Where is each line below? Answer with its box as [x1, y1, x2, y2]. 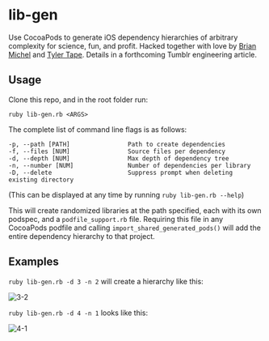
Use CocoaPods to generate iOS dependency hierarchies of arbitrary [8, 32, 238, 42]
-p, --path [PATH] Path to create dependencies [8, 140, 226, 148]
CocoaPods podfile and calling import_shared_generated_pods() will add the [8, 223, 261, 232]
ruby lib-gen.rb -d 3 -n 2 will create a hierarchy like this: [8, 276, 204, 286]
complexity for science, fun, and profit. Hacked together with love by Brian [8, 40, 257, 50]
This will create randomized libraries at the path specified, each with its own [8, 205, 262, 215]
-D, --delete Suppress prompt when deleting [8, 168, 233, 177]
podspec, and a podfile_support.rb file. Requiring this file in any [8, 214, 224, 224]
